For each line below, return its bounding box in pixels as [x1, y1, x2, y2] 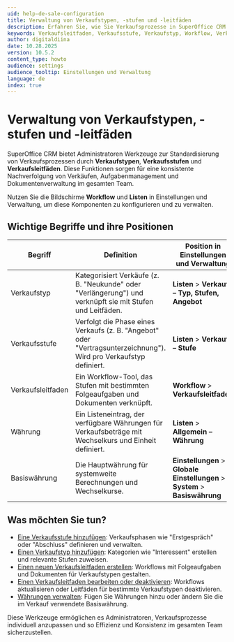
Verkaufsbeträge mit [75, 427, 143, 437]
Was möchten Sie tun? [7, 514, 107, 526]
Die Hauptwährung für [75, 460, 148, 469]
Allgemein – [172, 427, 212, 437]
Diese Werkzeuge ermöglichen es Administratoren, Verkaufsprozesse [7, 613, 208, 622]
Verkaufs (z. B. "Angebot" [75, 326, 159, 335]
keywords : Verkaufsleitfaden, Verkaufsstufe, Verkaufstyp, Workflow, [7, 29, 214, 37]
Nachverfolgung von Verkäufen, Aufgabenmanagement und [7, 172, 179, 180]
